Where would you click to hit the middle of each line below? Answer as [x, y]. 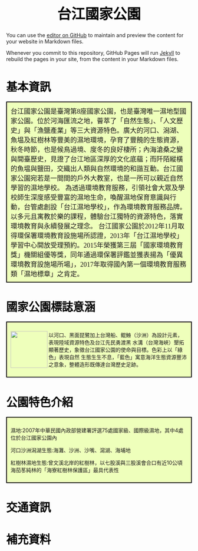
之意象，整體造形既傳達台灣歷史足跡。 [95, 364]
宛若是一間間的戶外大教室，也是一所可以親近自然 [107, 178]
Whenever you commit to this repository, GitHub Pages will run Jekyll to [93, 53]
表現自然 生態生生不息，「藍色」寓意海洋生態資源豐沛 [123, 357]
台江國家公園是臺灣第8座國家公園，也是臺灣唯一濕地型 [95, 111]
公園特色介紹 [40, 402]
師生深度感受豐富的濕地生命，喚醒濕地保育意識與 [93, 197]
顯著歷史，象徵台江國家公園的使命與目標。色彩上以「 [113, 350]
